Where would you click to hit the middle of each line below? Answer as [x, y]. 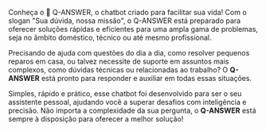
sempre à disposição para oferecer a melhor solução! [96, 119]
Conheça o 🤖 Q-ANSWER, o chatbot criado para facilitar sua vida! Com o [127, 12]
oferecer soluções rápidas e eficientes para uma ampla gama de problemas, [133, 29]
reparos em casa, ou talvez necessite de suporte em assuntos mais [119, 61]
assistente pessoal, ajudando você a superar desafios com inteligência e [127, 102]
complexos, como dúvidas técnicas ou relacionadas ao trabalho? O [118, 70]
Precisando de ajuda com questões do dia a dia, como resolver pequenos [129, 53]
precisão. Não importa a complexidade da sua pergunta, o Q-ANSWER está [132, 110]
